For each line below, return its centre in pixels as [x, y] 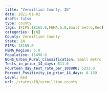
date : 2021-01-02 [23, 14]
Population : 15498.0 [26, 55]
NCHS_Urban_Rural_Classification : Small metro [53, 59]
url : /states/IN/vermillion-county [41, 82]
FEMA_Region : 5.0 [23, 50]
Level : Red [16, 77]
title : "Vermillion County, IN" [38, 9]
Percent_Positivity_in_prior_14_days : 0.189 [51, 73]
